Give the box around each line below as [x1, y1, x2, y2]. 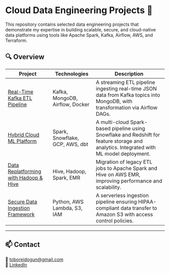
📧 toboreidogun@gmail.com [5, 256, 64, 262]
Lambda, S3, [52, 204, 82, 211]
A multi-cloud [96, 118, 129, 125]
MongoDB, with [96, 98, 133, 105]
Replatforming [8, 168, 41, 175]
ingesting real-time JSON [96, 85, 157, 92]
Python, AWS [52, 198, 84, 205]
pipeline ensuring [96, 198, 138, 205]
